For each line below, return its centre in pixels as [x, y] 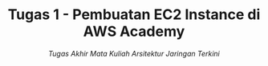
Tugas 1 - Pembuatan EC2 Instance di [134, 15]
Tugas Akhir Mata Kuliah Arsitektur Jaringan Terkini [134, 53]
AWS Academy [134, 31]
